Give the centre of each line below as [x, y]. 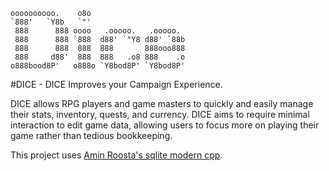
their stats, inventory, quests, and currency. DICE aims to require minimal [160, 114]
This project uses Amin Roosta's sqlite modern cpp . [116, 155]
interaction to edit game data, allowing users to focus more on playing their [165, 125]
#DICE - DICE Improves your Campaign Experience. [116, 84]
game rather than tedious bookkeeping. [91, 135]
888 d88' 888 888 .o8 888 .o [100, 57]
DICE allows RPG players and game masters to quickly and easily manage [162, 103]
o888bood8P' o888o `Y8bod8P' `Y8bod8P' [98, 66]
